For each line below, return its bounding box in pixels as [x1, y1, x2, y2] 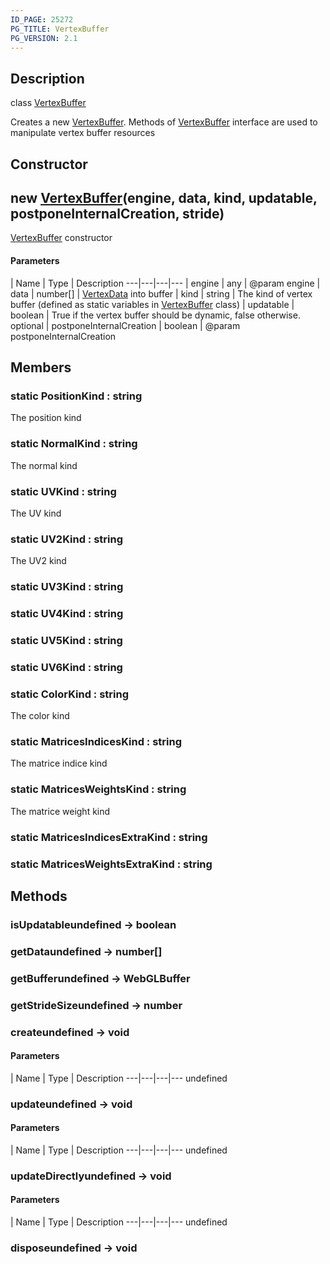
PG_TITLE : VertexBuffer [10, 24, 110, 34]
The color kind [10, 710, 70, 722]
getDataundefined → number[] [10, 944, 163, 958]
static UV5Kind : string [10, 633, 123, 647]
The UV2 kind [10, 555, 67, 567]
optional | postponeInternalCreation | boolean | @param [10, 319, 241, 331]
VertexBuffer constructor [10, 232, 113, 244]
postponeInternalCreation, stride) [10, 205, 225, 222]
